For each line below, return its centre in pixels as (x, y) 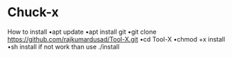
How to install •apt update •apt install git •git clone (82, 32)
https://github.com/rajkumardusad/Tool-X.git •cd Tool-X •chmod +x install (116, 39)
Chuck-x (33, 12)
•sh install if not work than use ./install (63, 46)
